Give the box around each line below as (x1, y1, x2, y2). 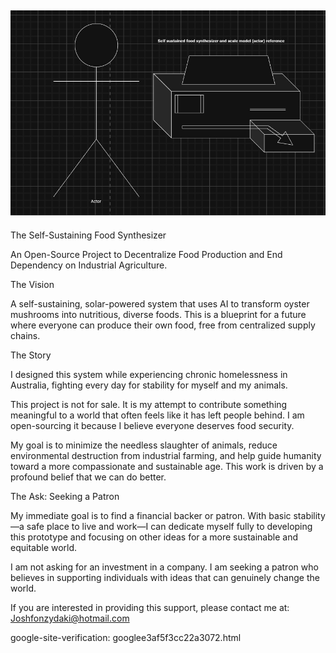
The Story (10, 349, 52, 361)
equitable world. (10, 541, 78, 553)
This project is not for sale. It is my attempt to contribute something (10, 398, 288, 410)
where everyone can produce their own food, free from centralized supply (10, 319, 316, 331)
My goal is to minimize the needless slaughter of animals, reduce (10, 439, 278, 451)
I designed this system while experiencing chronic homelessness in (10, 368, 288, 380)
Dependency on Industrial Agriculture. (10, 259, 168, 271)
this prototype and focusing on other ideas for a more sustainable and (10, 531, 298, 543)
